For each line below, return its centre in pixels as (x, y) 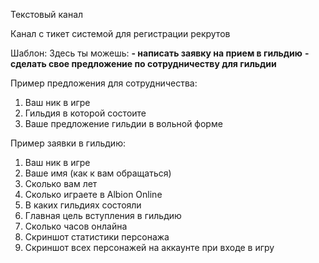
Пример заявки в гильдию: (68, 143)
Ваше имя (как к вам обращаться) (98, 173)
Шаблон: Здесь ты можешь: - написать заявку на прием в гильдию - (160, 53)
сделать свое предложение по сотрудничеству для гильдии (143, 63)
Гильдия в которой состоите (85, 113)
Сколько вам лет (61, 183)
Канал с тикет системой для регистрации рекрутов (120, 33)
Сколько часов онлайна (76, 226)
